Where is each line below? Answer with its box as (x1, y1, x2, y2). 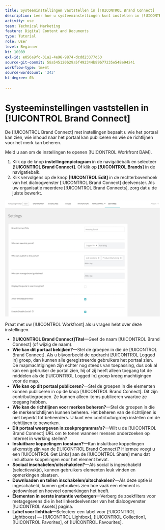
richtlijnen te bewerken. (12, 420, 60, 426)
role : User (5, 39, 27, 44)
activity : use (5, 18, 34, 23)
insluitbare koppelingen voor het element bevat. (12, 456, 109, 462)
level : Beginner (5, 44, 38, 49)
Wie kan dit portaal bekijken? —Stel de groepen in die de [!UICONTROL (12, 346, 158, 352)
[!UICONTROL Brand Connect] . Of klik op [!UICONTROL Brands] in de (12, 164, 156, 170)
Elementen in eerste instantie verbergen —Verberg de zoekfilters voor (12, 493, 156, 499)
